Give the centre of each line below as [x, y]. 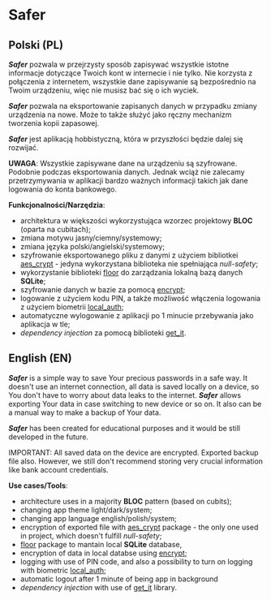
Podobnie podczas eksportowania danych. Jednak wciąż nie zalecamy [127, 172]
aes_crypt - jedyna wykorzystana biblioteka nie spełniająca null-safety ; [139, 264]
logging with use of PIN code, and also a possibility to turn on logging [136, 561]
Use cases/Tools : [38, 486]
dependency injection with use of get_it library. [98, 587]
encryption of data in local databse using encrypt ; [103, 553]
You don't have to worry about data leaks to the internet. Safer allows [125, 395]
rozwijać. [24, 147]
